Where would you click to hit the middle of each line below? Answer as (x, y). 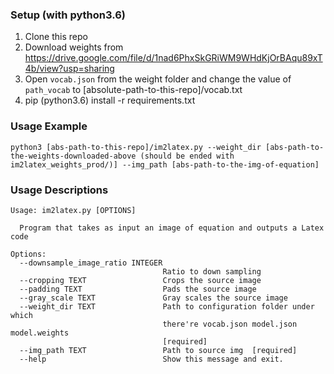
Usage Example (49, 126)
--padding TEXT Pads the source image (138, 289)
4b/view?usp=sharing (69, 69)
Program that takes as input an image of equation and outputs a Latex (172, 228)
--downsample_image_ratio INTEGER (91, 263)
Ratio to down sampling (212, 271)
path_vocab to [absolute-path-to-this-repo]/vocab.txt (133, 90)
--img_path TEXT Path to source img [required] (158, 350)
